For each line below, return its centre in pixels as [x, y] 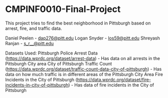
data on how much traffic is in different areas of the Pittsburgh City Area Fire [84, 74]
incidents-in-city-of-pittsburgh [37, 85]
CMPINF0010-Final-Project [63, 9]
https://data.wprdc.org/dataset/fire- [114, 79]
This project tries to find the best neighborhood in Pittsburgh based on [78, 23]
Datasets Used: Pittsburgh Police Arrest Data [51, 53]
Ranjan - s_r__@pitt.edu [30, 43]
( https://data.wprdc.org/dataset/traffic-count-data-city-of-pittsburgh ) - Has [83, 69]
